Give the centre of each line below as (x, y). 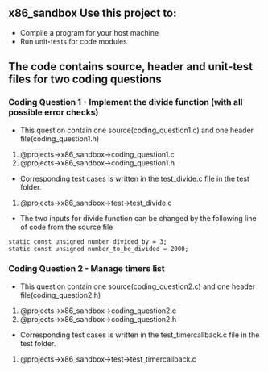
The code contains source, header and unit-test (131, 67)
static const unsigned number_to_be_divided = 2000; (99, 249)
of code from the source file (66, 227)
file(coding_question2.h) (60, 295)
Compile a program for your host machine (89, 32)
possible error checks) (54, 112)
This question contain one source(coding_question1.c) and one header (137, 130)
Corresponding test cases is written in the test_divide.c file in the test (134, 178)
